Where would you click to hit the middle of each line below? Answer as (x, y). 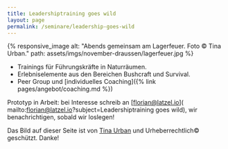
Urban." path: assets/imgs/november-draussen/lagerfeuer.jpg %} (100, 53)
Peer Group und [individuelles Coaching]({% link (86, 82)
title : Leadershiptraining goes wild (62, 14)
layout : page (26, 20)
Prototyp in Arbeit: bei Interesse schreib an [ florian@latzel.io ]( (95, 103)
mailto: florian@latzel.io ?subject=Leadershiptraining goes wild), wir (102, 110)
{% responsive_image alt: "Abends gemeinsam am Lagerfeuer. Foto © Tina (114, 46)
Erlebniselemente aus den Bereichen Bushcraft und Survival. (104, 74)
